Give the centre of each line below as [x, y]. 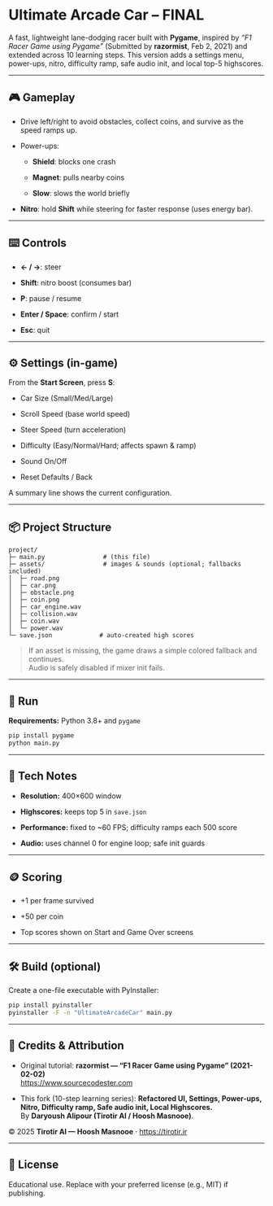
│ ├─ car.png [32, 586]
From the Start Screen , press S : [62, 382]
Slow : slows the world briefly [81, 193]
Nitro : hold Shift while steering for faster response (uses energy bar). [136, 208]
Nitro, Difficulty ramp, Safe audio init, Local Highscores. [116, 1107]
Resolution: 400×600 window [71, 796]
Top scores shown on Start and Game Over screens [106, 933]
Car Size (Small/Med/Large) [67, 398]
